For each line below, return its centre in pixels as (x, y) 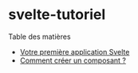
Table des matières (39, 36)
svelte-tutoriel (57, 15)
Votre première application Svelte (75, 52)
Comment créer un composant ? (73, 60)
